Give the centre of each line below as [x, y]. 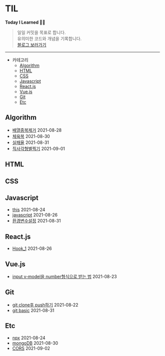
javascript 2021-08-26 [35, 215]
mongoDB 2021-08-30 [35, 343]
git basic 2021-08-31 [33, 310]
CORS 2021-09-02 [31, 348]
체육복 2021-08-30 [31, 136]
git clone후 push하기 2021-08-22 [45, 305]
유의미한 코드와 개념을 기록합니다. [49, 38]
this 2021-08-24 [29, 210]
